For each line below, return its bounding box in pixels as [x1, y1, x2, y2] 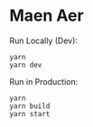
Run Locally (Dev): [9, 35, 79, 46]
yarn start [9, 109, 51, 118]
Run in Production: [9, 76, 79, 86]
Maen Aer [9, 5, 84, 26]
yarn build [9, 101, 51, 111]
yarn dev [9, 60, 42, 69]
